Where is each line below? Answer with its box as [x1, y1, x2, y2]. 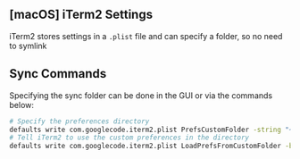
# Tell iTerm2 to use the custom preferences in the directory [9, 133, 250, 142]
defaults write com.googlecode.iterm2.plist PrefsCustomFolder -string [9, 125, 281, 134]
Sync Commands [9, 66, 107, 81]
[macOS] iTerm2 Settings [9, 7, 154, 22]
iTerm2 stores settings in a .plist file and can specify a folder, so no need [9, 30, 283, 41]
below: [9, 99, 34, 110]
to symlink [9, 40, 47, 51]
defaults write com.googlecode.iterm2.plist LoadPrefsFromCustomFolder [9, 142, 281, 151]
